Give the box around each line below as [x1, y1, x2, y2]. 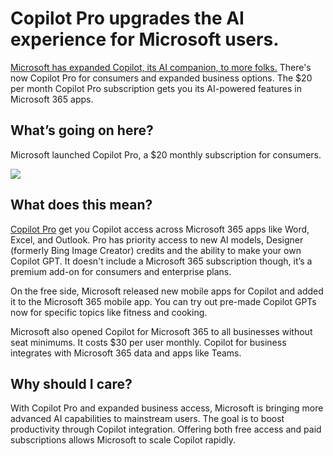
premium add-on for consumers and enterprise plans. [10, 265, 232, 277]
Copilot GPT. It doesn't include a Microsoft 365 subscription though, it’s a [10, 255, 313, 267]
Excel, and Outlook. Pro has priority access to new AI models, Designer [10, 233, 304, 246]
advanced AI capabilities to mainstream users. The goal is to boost [10, 413, 285, 425]
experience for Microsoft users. [10, 28, 280, 51]
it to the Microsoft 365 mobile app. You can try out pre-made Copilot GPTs [10, 295, 317, 307]
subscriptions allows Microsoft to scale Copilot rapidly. [10, 434, 236, 446]
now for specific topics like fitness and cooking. [10, 306, 208, 318]
